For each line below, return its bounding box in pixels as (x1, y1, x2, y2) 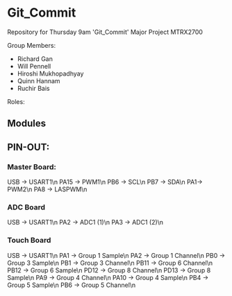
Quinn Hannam (17, 76, 60, 85)
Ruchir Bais (17, 84, 50, 92)
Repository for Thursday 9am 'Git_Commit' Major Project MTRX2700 (7, 28, 204, 36)
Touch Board (7, 236, 51, 245)
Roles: (7, 97, 26, 105)
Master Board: (7, 162, 57, 171)
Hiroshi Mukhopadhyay (17, 69, 84, 78)
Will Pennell (17, 62, 51, 70)
